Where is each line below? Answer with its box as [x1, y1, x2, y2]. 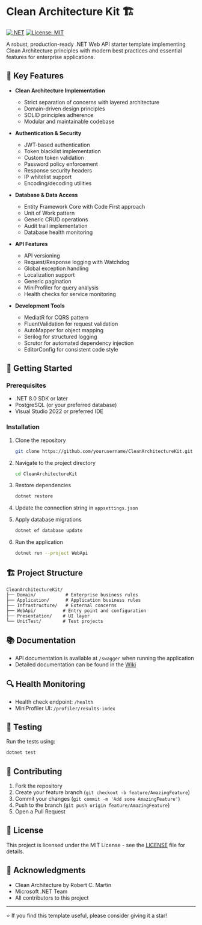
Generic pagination [23, 277, 72, 285]
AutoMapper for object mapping [23, 326, 104, 333]
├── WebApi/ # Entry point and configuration [6, 607, 147, 614]
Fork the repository [14, 782, 63, 790]
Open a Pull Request [14, 808, 66, 815]
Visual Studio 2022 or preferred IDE [14, 408, 104, 415]
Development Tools [14, 302, 65, 309]
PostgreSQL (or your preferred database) [14, 402, 117, 409]
